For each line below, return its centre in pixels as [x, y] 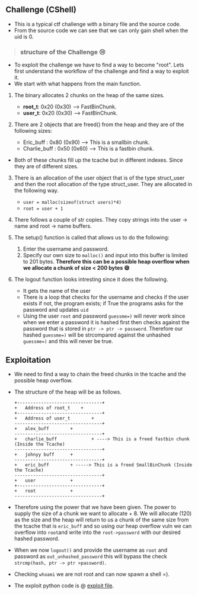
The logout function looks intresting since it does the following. [91, 279]
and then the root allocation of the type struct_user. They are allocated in [103, 184]
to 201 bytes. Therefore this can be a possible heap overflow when [106, 262]
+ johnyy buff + [44, 455]
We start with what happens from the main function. [78, 84]
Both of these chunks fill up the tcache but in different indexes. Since [98, 160]
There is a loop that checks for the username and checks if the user [106, 297]
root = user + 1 [43, 209]
